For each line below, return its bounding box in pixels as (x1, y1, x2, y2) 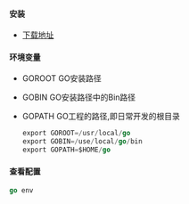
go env (9, 186, 34, 195)
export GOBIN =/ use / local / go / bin (21, 137, 143, 146)
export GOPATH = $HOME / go (21, 145, 111, 155)
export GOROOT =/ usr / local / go (21, 129, 131, 138)
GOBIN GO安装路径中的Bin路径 (21, 92, 136, 102)
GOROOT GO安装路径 (21, 73, 103, 84)
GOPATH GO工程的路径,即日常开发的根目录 (21, 111, 180, 122)
